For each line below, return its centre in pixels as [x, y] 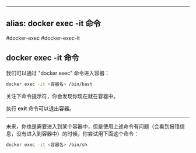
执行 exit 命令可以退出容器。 [40, 108]
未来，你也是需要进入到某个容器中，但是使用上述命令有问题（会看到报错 [93, 126]
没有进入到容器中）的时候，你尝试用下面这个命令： [77, 133]
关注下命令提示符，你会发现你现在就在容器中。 [62, 96]
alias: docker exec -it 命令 [53, 24]
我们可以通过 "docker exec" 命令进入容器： [58, 73]
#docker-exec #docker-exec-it [43, 38]
